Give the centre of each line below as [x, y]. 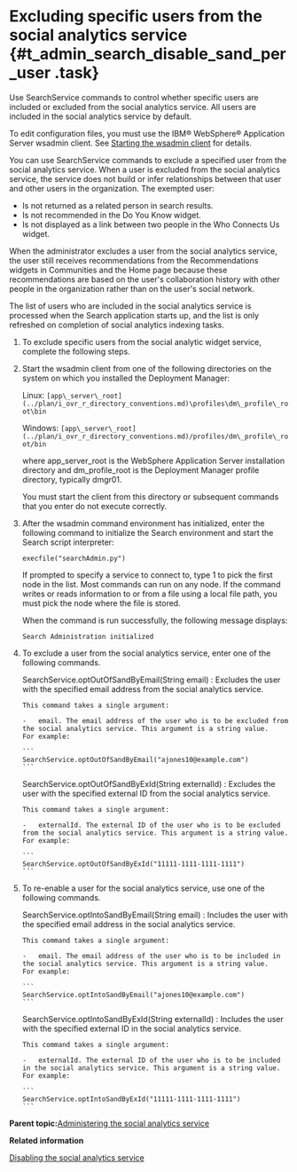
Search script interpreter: [68, 542]
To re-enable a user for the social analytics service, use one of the [143, 888]
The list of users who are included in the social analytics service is [130, 306]
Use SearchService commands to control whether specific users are [134, 97]
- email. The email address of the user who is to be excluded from [155, 720]
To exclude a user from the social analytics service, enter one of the [146, 653]
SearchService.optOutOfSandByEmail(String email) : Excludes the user [151, 680]
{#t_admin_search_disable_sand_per [148, 54]
